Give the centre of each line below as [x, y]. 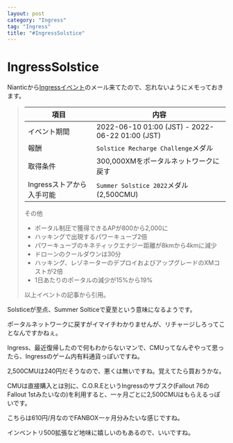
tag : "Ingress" [29, 26]
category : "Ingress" [37, 20]
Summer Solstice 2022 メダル [142, 186]
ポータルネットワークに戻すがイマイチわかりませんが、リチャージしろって [113, 324]
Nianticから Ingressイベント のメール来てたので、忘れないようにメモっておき [115, 87]
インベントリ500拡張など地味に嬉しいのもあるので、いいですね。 [101, 433]
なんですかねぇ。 [37, 333]
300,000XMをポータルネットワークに [158, 162]
